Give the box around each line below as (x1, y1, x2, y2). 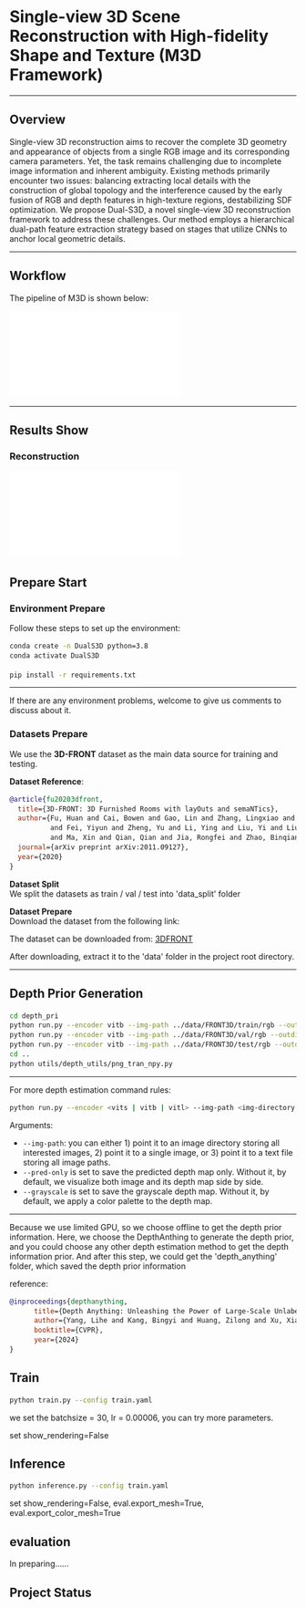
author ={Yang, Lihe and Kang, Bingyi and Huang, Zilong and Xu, (33, 1316, 283, 1325)
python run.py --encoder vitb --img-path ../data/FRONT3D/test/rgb (9, 1040, 271, 1050)
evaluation (9, 1534, 71, 1550)
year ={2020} (17, 852, 64, 861)
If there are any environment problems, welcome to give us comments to (9, 695, 282, 706)
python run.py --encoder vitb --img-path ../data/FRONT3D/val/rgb (9, 1031, 267, 1040)
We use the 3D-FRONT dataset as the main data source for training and (9, 748, 279, 759)
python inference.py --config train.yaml (9, 1481, 169, 1490)
